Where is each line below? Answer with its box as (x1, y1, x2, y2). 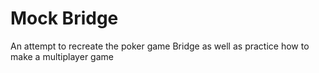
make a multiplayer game (10, 50, 114, 62)
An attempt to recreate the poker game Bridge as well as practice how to (10, 40, 310, 52)
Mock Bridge (10, 7, 119, 30)
